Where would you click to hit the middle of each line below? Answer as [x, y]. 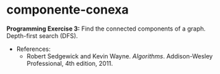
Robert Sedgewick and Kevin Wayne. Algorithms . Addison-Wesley [120, 56]
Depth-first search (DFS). [42, 35]
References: [33, 49]
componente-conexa [68, 10]
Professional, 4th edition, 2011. [70, 63]
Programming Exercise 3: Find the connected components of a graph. [106, 29]
